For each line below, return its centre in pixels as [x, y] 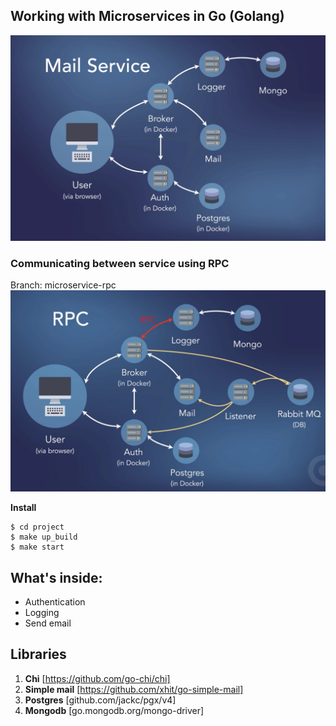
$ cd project [37, 527]
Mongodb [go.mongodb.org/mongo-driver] [114, 710]
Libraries [38, 654]
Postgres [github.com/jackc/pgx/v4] [100, 700]
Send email [48, 623]
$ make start [37, 547]
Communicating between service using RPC [120, 263]
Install [23, 508]
